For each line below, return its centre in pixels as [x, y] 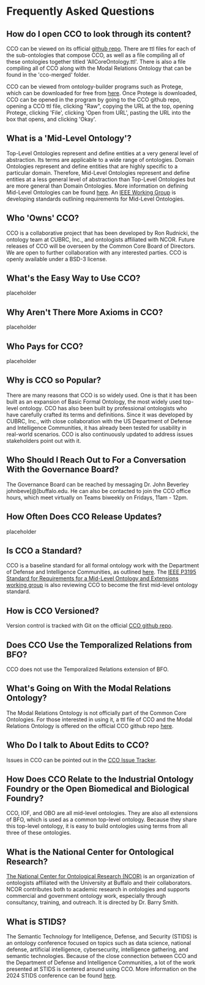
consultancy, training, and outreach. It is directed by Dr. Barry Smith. [92, 902]
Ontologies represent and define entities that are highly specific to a [92, 166]
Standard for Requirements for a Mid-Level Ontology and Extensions [92, 578]
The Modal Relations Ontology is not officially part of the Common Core [96, 713]
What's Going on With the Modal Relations [89, 688]
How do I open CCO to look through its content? [99, 34]
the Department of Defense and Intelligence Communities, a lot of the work [101, 962]
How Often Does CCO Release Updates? [84, 517]
